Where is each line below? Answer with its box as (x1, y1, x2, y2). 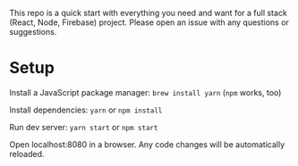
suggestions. (9, 27, 57, 37)
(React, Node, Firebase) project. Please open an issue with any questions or (9, 17, 289, 28)
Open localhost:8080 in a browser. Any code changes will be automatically (9, 138, 285, 150)
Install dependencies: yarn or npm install (9, 104, 163, 115)
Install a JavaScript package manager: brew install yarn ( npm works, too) (9, 87, 282, 97)
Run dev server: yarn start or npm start (9, 121, 158, 132)
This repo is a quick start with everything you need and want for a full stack (9, 8, 288, 18)
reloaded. (9, 148, 45, 159)
